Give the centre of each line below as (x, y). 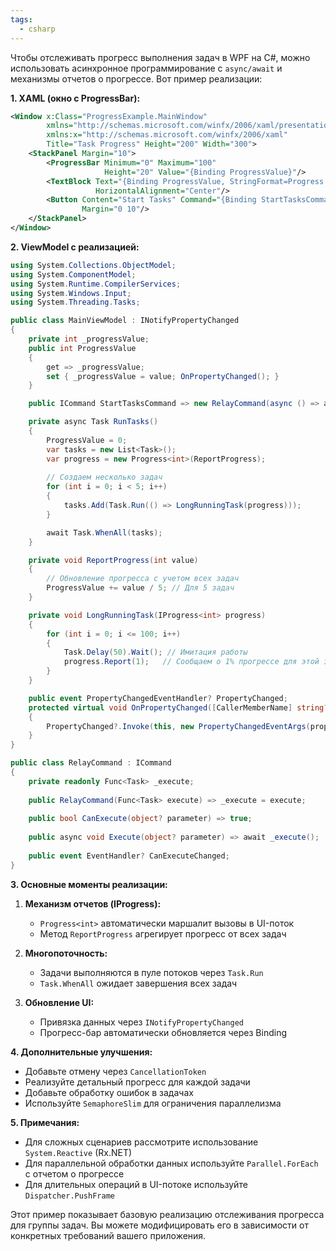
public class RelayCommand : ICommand (91, 763)
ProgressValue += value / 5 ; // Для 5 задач (140, 588)
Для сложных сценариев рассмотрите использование (141, 1142)
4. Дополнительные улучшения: (81, 1052)
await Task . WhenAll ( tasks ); (104, 532)
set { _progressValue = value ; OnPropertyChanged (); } (163, 376)
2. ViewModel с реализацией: (75, 247)
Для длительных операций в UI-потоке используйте (136, 1184)
